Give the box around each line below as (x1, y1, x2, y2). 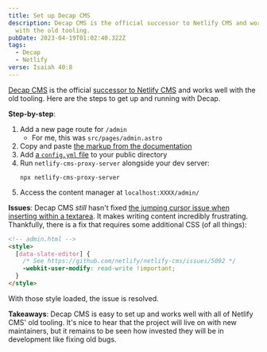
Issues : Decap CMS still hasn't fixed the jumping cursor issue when (8, 203, 230, 212)
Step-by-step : (8, 109, 56, 118)
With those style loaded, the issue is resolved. (8, 293, 159, 303)
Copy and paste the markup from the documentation (19, 141, 192, 151)
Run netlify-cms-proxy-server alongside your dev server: (19, 158, 210, 168)
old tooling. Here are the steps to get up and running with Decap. (8, 93, 221, 103)
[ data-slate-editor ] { (15, 249, 91, 258)
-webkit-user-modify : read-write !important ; (22, 265, 176, 273)
